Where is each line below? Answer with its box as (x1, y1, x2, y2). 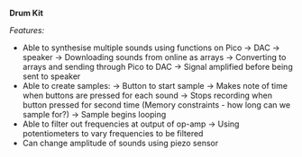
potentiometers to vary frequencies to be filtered (22, 128, 204, 138)
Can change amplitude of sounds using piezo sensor (22, 138, 219, 148)
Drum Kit (9, 8, 43, 18)
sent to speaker (22, 71, 81, 82)
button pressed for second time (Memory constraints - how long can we (22, 100, 291, 110)
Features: (9, 25, 45, 35)
